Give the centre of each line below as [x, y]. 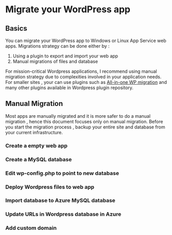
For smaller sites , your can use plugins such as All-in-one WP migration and [86, 82]
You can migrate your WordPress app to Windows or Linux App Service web [86, 40]
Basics [16, 28]
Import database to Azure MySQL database [60, 201]
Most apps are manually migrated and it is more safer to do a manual [78, 116]
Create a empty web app [36, 145]
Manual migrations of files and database [55, 61]
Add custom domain [31, 228]
